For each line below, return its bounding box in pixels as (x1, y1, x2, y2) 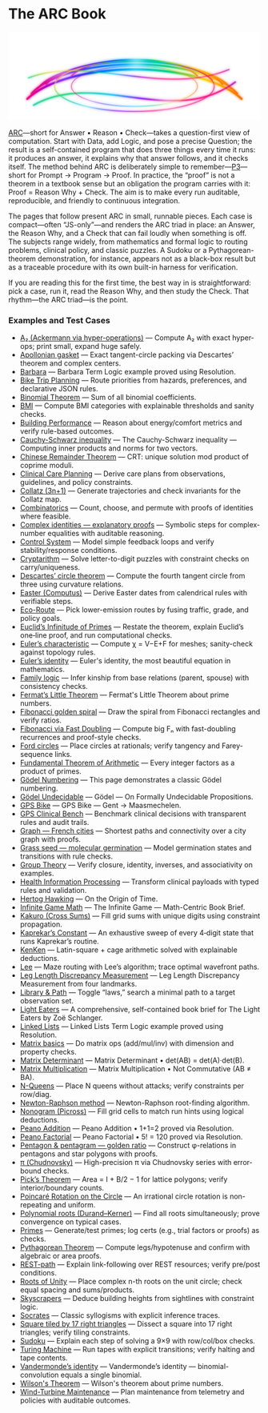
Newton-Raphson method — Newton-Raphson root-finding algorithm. (19, 1098, 250, 1108)
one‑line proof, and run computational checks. (19, 630, 173, 640)
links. (54, 750, 72, 759)
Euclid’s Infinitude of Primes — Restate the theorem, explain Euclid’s (19, 622, 244, 632)
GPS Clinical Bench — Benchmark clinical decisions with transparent (19, 809, 246, 819)
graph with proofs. (19, 835, 82, 844)
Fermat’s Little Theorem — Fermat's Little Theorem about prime (19, 690, 230, 700)
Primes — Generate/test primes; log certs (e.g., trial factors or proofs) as (19, 1226, 260, 1235)
